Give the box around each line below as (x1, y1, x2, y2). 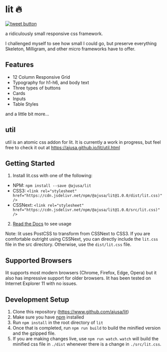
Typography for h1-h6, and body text (12, 79, 90, 85)
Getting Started (5, 159, 55, 168)
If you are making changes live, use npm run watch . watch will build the (12, 336, 159, 341)
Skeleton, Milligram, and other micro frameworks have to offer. (5, 46, 136, 52)
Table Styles (12, 101, 39, 107)
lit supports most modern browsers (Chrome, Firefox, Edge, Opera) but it (5, 270, 157, 276)
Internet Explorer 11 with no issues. (5, 280, 77, 286)
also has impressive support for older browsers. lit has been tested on (5, 275, 151, 281)
